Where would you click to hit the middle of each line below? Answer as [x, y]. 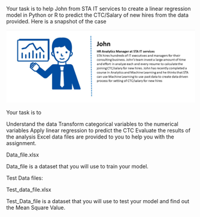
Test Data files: [25, 178]
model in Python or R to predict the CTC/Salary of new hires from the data [97, 15]
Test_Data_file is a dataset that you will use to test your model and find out [98, 201]
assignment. [22, 143]
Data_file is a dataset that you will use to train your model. [77, 167]
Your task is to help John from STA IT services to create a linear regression [99, 9]
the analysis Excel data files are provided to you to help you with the [90, 137]
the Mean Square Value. [36, 208]
